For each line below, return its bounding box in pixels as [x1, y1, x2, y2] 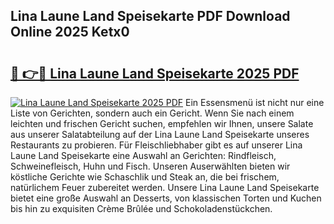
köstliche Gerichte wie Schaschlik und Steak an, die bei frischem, [10, 171, 280, 183]
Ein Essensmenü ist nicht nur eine [185, 97, 325, 108]
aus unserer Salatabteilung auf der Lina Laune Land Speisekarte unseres [10, 129, 310, 140]
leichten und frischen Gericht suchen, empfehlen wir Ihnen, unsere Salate [10, 118, 314, 129]
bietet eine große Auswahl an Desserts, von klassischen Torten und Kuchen [10, 192, 322, 204]
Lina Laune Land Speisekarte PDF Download [10, 8, 291, 25]
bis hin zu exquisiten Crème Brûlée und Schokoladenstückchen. [10, 203, 273, 214]
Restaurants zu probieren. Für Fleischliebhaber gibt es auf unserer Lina [10, 139, 303, 151]
